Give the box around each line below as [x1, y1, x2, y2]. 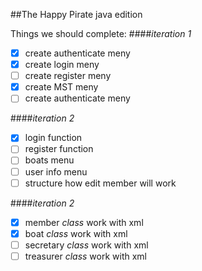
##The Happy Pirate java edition [10, 9, 143, 20]
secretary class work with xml [24, 239, 149, 251]
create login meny [24, 59, 100, 71]
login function [24, 132, 83, 144]
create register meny [24, 70, 112, 82]
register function [24, 143, 94, 155]
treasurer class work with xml [24, 250, 147, 262]
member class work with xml [24, 216, 144, 228]
